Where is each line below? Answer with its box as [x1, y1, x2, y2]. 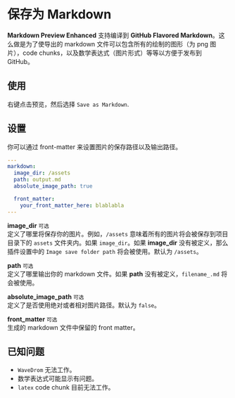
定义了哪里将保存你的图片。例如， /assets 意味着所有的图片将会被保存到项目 [7, 229, 229, 238]
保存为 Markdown [7, 6, 112, 23]
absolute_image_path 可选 [7, 293, 84, 301]
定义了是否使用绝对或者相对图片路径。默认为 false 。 [7, 300, 160, 309]
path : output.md [13, 176, 61, 184]
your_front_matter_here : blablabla [20, 202, 125, 209]
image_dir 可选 [7, 221, 49, 229]
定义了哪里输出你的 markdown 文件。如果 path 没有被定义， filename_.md [7, 269, 220, 278]
